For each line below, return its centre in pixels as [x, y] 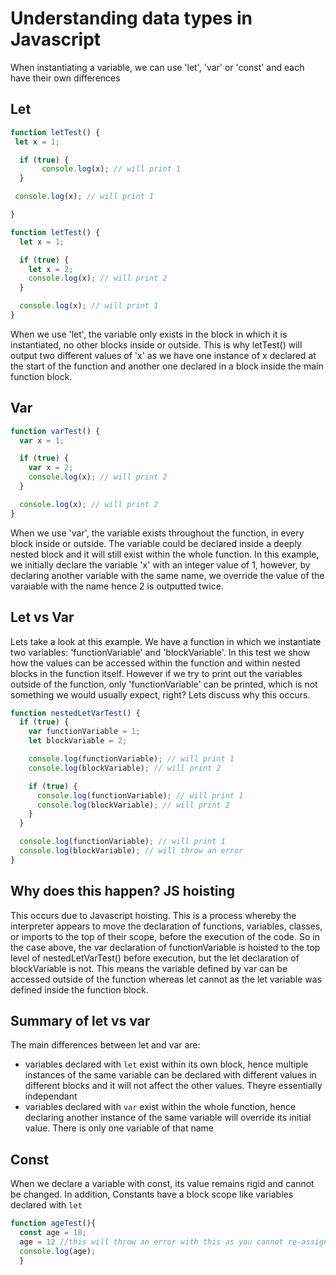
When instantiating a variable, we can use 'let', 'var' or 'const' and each [157, 67]
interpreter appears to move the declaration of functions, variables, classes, [166, 926]
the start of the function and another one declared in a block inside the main [167, 366]
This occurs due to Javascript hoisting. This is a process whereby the [153, 915]
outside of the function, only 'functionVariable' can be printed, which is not [164, 684]
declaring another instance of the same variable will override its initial [168, 1118]
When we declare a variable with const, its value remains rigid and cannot [162, 1184]
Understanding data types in [131, 18]
